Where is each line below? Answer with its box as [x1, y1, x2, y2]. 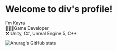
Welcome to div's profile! [5, 3, 113, 15]
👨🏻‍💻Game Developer [5, 25, 49, 31]
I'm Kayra [5, 20, 25, 26]
